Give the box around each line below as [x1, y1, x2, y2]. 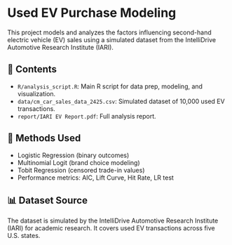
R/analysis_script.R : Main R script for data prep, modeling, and [17, 82, 203, 91]
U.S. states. [7, 232, 41, 240]
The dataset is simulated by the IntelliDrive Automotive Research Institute [7, 216, 219, 225]
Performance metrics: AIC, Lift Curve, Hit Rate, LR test [17, 173, 174, 182]
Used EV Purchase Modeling [7, 5, 177, 21]
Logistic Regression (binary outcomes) [17, 151, 130, 159]
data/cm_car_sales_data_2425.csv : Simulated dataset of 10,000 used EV [17, 97, 226, 105]
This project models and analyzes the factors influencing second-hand [7, 28, 212, 37]
